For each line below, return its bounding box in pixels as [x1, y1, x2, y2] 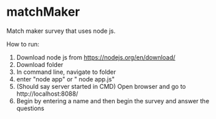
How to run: [6, 40, 40, 48]
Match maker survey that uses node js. [6, 27, 116, 35]
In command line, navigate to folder [16, 68, 117, 76]
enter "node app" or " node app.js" [16, 75, 115, 83]
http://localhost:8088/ [16, 90, 79, 98]
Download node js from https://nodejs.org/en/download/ [16, 53, 176, 62]
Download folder [16, 60, 64, 68]
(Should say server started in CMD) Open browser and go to [16, 82, 186, 90]
